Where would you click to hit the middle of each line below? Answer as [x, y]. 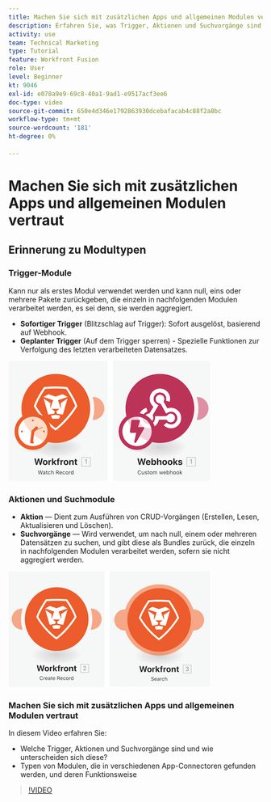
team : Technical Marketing [54, 43]
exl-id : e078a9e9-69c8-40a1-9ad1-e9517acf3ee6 [88, 94]
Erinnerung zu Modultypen [77, 250]
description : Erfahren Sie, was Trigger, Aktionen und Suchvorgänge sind [135, 25]
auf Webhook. [43, 332]
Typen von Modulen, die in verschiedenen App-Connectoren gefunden [138, 766]
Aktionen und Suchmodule [62, 499]
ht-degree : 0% [32, 137]
